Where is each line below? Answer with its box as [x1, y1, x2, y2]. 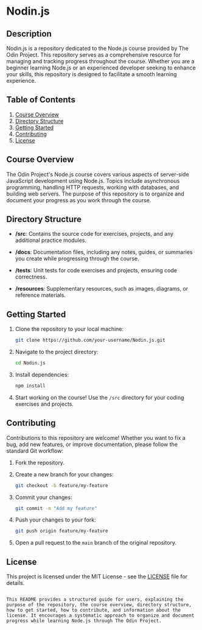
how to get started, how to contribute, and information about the [6, 607, 181, 614]
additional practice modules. [15, 236, 87, 244]
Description [6, 29, 52, 39]
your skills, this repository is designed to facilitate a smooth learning [6, 71, 177, 77]
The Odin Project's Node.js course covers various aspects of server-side [6, 171, 189, 178]
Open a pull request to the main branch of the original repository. [15, 539, 177, 547]
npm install [15, 383, 46, 389]
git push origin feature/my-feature [15, 528, 108, 534]
